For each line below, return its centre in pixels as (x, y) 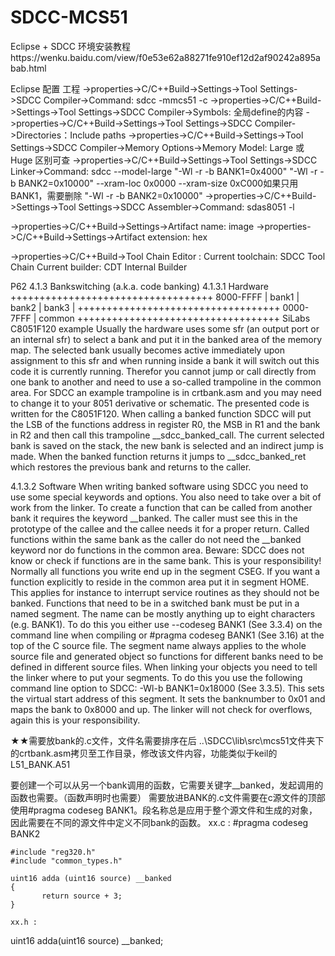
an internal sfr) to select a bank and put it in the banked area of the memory (166, 339)
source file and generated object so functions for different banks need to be (167, 656)
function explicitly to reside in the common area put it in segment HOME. (160, 582)
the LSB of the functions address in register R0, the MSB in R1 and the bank (165, 424)
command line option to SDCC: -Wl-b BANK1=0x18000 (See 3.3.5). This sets (167, 688)
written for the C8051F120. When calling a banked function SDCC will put (161, 413)
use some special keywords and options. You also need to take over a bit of (166, 497)
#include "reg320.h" (53, 852)
